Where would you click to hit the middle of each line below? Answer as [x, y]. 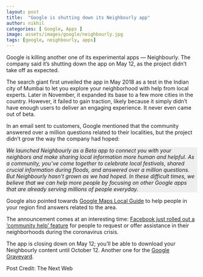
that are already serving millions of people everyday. [72, 189]
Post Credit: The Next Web [40, 268]
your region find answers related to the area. [62, 207]
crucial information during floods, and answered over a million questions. [98, 170]
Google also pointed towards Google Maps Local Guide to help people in [97, 201]
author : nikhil [25, 23]
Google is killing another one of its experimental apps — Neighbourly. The [98, 57]
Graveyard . [20, 256]
